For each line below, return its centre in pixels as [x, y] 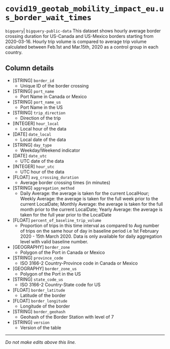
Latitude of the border [43, 295]
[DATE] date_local [32, 134]
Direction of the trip [40, 118]
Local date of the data [43, 139]
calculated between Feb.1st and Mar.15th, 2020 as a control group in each [82, 47]
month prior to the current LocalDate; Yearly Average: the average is [91, 209]
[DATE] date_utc [30, 155]
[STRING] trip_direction [39, 112]
